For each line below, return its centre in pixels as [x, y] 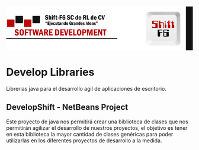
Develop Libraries [50, 72]
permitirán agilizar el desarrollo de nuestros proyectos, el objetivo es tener [97, 127]
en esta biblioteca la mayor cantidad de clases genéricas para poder [90, 134]
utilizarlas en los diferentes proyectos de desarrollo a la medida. [84, 141]
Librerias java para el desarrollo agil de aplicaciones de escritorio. [86, 89]
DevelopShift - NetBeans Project [67, 107]
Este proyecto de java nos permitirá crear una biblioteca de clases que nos [97, 122]
